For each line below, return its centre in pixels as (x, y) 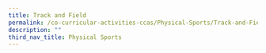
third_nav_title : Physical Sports (65, 37)
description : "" (35, 30)
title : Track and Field (47, 15)
